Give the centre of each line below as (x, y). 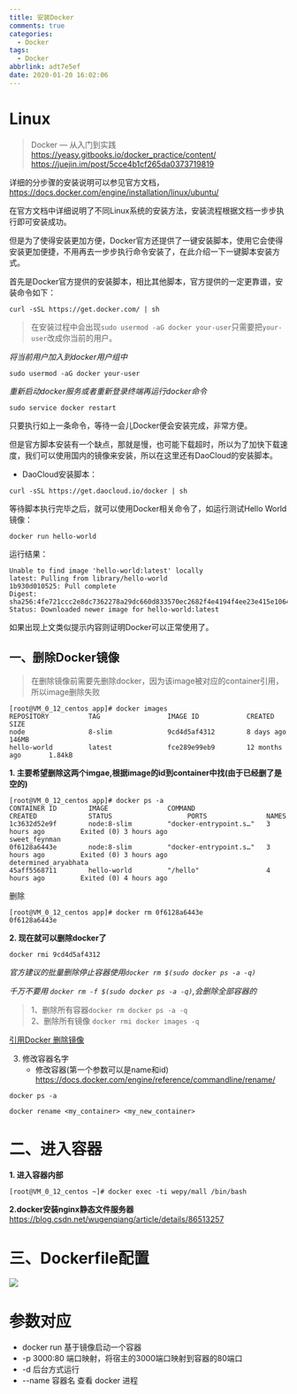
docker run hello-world (53, 536)
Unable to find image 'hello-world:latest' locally (106, 571)
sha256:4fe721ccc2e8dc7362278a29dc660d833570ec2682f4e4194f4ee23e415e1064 (150, 602)
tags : (19, 51)
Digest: (23, 594)
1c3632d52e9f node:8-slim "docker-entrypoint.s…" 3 (140, 824)
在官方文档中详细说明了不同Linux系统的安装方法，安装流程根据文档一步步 (143, 210)
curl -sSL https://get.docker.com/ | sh (85, 309)
